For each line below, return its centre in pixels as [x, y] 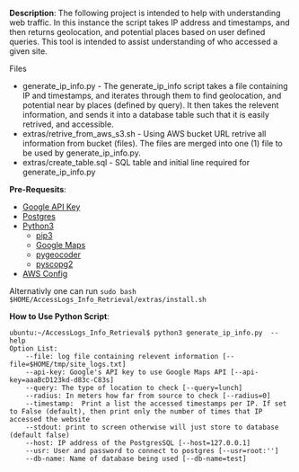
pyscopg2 [54, 264]
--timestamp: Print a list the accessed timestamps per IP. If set [156, 404]
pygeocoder [58, 254]
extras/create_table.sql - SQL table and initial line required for [136, 162]
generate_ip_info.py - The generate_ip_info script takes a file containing [155, 86]
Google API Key [51, 207]
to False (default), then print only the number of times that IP [136, 412]
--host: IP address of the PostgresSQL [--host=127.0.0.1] [138, 443]
